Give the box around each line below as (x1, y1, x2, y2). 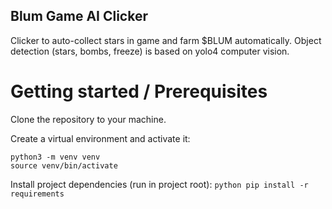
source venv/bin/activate (10, 160, 118, 171)
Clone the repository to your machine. (10, 113, 167, 125)
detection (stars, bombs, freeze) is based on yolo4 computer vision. (10, 45, 290, 57)
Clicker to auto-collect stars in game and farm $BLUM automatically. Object (10, 34, 322, 46)
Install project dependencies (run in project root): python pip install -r (10, 178, 309, 190)
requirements (10, 189, 65, 199)
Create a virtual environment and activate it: (10, 132, 191, 144)
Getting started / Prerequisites (10, 80, 268, 103)
